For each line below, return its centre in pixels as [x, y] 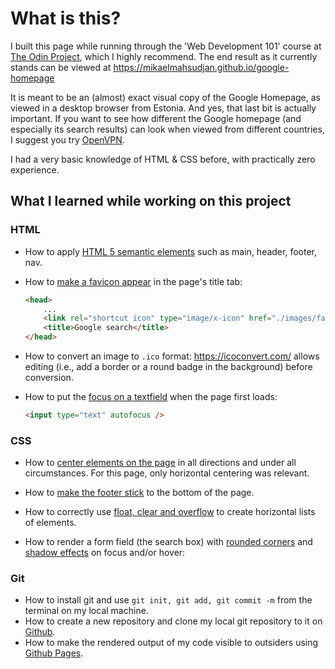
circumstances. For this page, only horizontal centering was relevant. [167, 473]
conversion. [49, 377]
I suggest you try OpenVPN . [67, 139]
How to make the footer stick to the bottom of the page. [139, 493]
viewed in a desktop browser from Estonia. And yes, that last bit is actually [163, 108]
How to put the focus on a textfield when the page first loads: [151, 396]
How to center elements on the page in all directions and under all [160, 463]
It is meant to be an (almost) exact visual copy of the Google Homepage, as [165, 97]
